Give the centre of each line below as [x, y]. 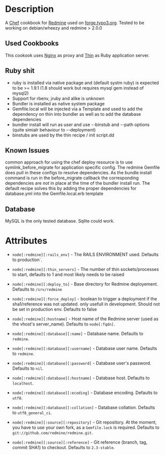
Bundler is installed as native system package [58, 103]
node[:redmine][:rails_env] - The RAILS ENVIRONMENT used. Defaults [85, 255]
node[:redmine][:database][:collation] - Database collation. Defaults [83, 408]
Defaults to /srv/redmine [37, 290]
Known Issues [27, 150]
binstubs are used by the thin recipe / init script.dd [63, 135]
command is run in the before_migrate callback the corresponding [72, 178]
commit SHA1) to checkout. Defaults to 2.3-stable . [63, 448]
